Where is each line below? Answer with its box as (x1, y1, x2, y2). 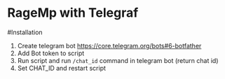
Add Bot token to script (17, 49, 85, 57)
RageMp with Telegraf (7, 5, 139, 21)
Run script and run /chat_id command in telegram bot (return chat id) (17, 56, 219, 64)
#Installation (7, 28, 43, 36)
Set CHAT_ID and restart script (17, 64, 107, 72)
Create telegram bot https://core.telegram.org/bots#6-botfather (17, 41, 202, 50)
